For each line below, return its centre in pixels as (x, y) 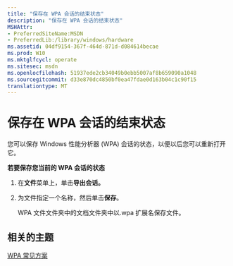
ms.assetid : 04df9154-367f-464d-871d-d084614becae (83, 47)
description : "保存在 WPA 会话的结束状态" (65, 20)
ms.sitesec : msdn (33, 66)
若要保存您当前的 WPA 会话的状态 (56, 168)
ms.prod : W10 (26, 54)
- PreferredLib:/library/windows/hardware (70, 40)
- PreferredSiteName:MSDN (45, 34)
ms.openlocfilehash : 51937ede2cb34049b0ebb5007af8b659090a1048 (102, 73)
